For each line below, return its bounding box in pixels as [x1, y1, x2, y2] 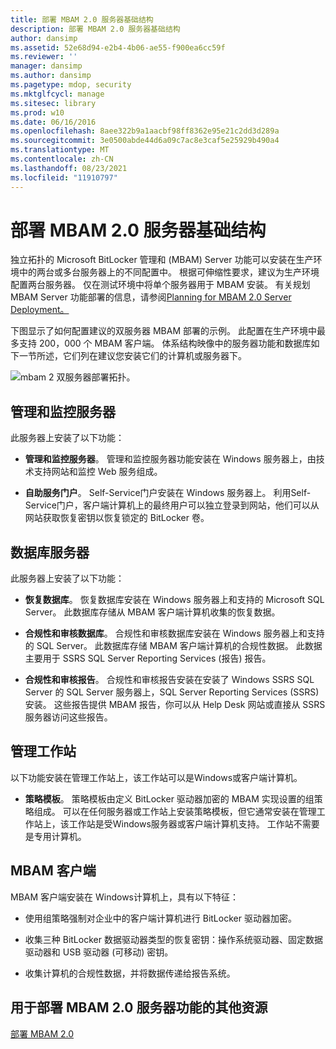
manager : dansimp [10, 61, 83, 71]
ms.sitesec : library [10, 98, 97, 108]
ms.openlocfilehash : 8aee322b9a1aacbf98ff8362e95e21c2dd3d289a [10, 126, 280, 136]
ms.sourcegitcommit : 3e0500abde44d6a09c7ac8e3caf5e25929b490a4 [10, 136, 280, 146]
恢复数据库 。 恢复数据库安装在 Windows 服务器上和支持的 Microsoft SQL [24, 594, 325, 606]
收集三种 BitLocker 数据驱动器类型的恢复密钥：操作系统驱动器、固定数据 [24, 933, 323, 945]
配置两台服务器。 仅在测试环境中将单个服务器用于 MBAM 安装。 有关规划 [10, 279, 311, 291]
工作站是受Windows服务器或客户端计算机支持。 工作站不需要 [68, 817, 320, 830]
